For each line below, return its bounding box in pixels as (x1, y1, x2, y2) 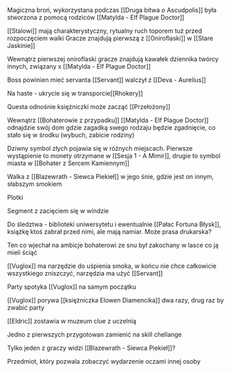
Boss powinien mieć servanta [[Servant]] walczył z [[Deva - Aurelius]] (7, 76, 206, 84)
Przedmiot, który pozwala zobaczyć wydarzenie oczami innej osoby (7, 357, 201, 365)
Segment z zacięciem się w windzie (7, 207, 109, 214)
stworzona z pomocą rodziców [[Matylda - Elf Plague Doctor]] (7, 13, 185, 22)
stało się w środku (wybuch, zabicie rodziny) (7, 131, 135, 139)
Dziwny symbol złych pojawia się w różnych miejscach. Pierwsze (7, 144, 193, 152)
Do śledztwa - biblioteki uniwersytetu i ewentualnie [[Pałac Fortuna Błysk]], (7, 220, 221, 228)
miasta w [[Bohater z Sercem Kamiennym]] (7, 159, 130, 167)
